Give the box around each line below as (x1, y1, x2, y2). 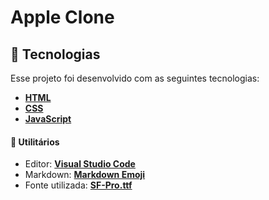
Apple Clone (10, 6, 115, 29)
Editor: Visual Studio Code (24, 158, 136, 170)
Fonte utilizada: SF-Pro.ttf (24, 179, 133, 191)
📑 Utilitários (10, 136, 60, 148)
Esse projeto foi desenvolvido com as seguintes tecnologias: (10, 72, 260, 84)
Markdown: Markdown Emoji (24, 169, 146, 181)
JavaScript (24, 113, 72, 125)
